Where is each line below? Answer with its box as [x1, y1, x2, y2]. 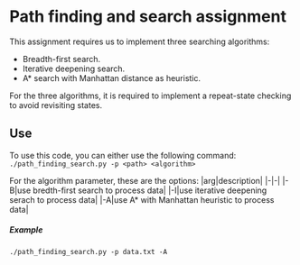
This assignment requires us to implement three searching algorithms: [9, 36, 270, 47]
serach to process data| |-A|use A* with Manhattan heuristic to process [9, 194, 275, 205]
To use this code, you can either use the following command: [9, 150, 237, 160]
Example [9, 224, 43, 235]
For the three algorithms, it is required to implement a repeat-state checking [9, 90, 292, 101]
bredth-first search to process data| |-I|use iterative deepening [33, 185, 267, 196]
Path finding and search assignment [9, 6, 287, 27]
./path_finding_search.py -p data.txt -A [9, 247, 168, 256]
